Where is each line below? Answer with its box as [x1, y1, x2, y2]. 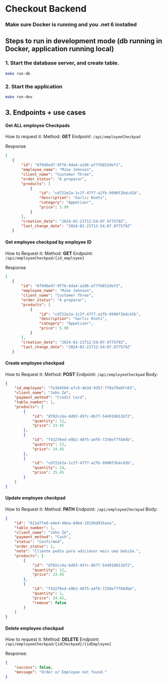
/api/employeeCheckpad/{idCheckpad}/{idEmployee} [5, 642, 112, 647]
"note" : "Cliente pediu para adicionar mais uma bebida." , [14, 549, 141, 554]
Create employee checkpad [5, 360, 65, 366]
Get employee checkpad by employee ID [5, 239, 92, 245]
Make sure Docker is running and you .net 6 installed [5, 21, 137, 28]
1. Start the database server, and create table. [5, 59, 120, 67]
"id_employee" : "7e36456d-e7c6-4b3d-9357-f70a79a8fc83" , [14, 386, 137, 391]
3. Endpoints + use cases [5, 108, 86, 117]
